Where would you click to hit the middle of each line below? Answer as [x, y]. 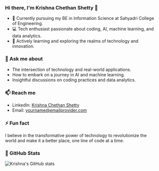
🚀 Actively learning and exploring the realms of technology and [75, 41]
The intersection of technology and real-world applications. [71, 69]
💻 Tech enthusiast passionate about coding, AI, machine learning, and [83, 29]
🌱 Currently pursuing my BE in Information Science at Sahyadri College [83, 18]
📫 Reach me [20, 93]
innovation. [23, 46]
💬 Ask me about [24, 59]
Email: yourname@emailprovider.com [49, 110]
